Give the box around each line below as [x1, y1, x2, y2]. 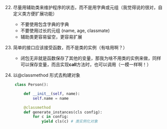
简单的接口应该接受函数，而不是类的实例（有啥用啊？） [13, 45, 127, 50]
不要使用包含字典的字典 [20, 22, 69, 27]
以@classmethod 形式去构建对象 [13, 72, 81, 78]
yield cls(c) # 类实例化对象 [41, 119, 98, 124]
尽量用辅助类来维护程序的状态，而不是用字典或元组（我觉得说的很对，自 [13, 5, 162, 10]
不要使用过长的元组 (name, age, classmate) [20, 28, 110, 34]
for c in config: [32, 114, 69, 119]
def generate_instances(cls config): [24, 109, 102, 114]
